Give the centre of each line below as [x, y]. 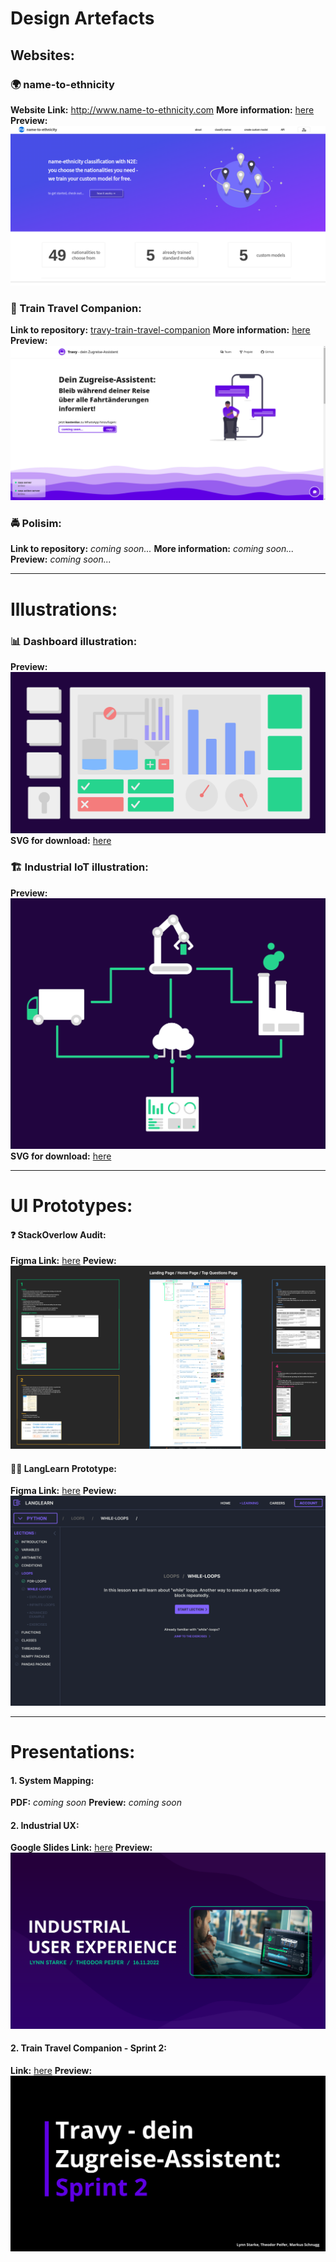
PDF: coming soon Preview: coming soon [96, 1803]
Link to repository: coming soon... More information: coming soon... [152, 549]
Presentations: [73, 1752]
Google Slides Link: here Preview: [81, 1848]
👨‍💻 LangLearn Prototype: [63, 1468]
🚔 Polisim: [36, 524]
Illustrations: [64, 609]
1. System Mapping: [52, 1780]
